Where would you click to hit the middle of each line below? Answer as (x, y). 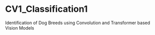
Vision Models (20, 28)
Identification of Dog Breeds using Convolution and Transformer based (78, 23)
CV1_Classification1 (46, 9)
